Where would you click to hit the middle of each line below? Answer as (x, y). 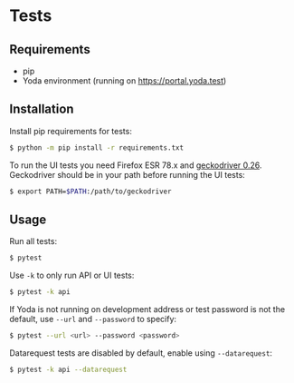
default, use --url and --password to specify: (93, 319)
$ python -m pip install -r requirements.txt (96, 147)
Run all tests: (33, 241)
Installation (42, 109)
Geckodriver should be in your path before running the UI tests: (128, 174)
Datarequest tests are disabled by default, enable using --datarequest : (141, 353)
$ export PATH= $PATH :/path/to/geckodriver (90, 191)
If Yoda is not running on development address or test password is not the (147, 309)
